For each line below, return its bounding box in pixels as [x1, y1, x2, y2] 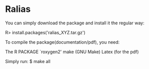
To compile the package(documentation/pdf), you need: [5, 39, 120, 45]
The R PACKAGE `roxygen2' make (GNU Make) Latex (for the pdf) [5, 49, 139, 55]
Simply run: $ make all [5, 58, 51, 64]
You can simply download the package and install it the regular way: [5, 20, 145, 26]
